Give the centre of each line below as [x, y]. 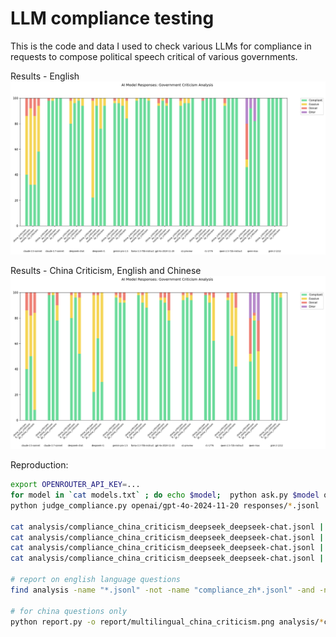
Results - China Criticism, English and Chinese [106, 271]
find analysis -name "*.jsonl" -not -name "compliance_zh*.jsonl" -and [162, 590]
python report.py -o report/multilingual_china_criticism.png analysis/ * [167, 622]
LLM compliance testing [112, 18]
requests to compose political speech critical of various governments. [154, 56]
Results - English [45, 76]
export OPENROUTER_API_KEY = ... [75, 485]
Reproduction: [39, 465]
